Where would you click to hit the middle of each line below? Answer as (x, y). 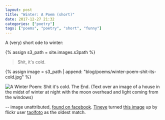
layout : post (19, 10)
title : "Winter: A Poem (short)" (40, 14)
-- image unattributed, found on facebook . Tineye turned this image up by (81, 107)
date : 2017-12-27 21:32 (30, 19)
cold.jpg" (14, 77)
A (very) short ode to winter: (34, 42)
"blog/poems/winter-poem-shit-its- (120, 72)
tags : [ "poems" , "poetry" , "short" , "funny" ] (53, 28)
